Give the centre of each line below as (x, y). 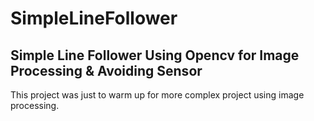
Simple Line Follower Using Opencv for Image (155, 55)
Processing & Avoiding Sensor (106, 70)
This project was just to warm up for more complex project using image (157, 95)
